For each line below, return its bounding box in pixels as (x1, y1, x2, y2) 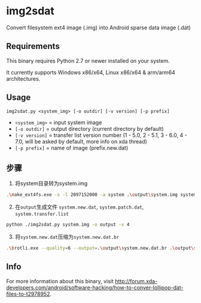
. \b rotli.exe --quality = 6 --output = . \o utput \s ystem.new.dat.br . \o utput (6, 245, 191, 252)
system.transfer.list (14, 211, 69, 218)
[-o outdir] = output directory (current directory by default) (14, 125, 164, 132)
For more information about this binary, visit (6, 277, 114, 284)
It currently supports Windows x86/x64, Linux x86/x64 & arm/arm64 (6, 69, 175, 76)
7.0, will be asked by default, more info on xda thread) (14, 137, 148, 145)
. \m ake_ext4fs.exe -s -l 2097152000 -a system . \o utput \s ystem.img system (6, 192, 197, 198)
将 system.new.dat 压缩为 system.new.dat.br (14, 233, 120, 240)
